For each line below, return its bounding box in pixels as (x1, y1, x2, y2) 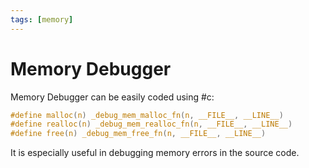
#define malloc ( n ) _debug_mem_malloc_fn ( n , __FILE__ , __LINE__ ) (10, 110, 284, 120)
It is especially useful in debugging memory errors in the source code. (10, 147, 300, 159)
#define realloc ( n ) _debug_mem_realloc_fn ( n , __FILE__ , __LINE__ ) (10, 119, 293, 130)
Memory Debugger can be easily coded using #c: (10, 91, 215, 103)
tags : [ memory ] (10, 14, 74, 25)
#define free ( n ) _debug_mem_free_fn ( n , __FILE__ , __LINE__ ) (10, 129, 267, 139)
